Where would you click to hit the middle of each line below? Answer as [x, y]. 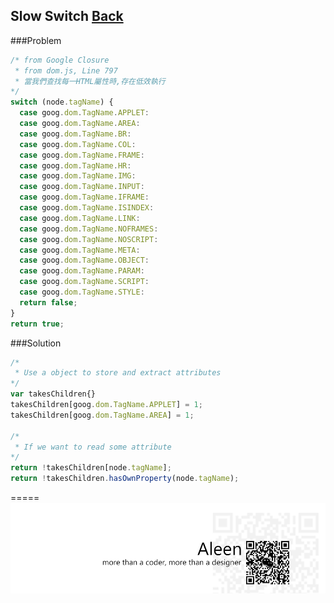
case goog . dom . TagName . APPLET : [84, 113]
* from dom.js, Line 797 [66, 70]
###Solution [36, 343]
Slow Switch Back [67, 16]
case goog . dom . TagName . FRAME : [82, 155]
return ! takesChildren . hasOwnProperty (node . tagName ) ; [125, 479]
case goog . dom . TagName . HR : [75, 165]
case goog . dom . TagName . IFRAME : [84, 197]
